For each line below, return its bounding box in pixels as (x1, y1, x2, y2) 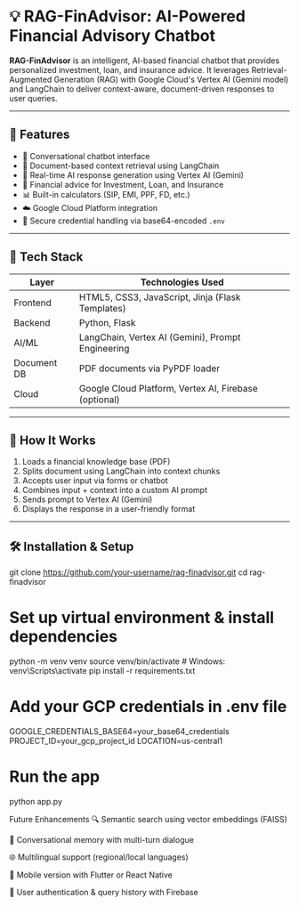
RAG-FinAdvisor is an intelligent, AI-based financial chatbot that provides (9, 55, 280, 66)
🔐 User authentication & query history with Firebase (9, 887, 198, 897)
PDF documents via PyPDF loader (78, 362, 221, 375)
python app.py (9, 797, 63, 806)
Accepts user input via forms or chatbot (21, 475, 169, 486)
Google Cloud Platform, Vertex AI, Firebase (78, 382, 258, 394)
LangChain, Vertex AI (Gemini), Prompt (78, 331, 241, 344)
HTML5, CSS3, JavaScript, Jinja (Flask (78, 291, 241, 303)
